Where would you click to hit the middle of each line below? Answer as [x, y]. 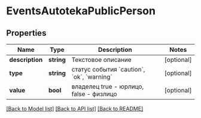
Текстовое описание [101, 60]
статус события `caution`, [108, 69]
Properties [26, 33]
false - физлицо [94, 94]
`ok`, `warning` [92, 77]
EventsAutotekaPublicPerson [81, 11]
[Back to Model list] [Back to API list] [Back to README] [75, 109]
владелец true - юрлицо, [108, 86]
